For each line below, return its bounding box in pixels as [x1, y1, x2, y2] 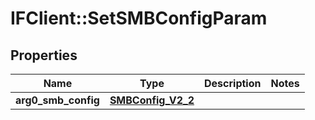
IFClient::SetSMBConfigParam [10, 7, 268, 30]
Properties [10, 47, 78, 64]
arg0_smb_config [15, 93, 100, 107]
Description [204, 77, 262, 90]
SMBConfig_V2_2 [109, 93, 195, 107]
